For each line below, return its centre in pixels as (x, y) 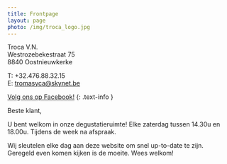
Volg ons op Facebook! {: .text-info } (60, 97)
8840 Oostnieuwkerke (40, 62)
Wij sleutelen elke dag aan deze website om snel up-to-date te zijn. (106, 146)
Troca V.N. (23, 47)
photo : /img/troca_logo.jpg (49, 27)
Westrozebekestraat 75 (41, 54)
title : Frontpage (33, 14)
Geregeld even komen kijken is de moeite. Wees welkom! (90, 153)
